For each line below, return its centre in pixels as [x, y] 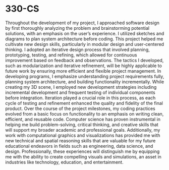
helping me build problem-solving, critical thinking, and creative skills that [82, 125]
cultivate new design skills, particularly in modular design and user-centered [85, 44]
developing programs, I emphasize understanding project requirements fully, [85, 76]
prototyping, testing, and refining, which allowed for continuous [71, 55]
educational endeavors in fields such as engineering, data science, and [79, 146]
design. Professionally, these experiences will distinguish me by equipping [82, 151]
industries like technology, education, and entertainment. [64, 162]
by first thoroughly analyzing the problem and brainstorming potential [77, 28]
